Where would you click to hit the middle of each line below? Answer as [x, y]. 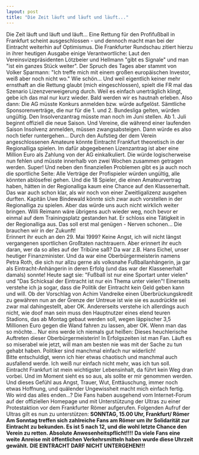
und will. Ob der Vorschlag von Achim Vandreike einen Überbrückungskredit [99, 294]
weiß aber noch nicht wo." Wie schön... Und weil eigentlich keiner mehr [94, 79]
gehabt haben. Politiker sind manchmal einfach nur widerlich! [81, 350]
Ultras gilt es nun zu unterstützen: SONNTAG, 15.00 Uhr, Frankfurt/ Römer [98, 414]
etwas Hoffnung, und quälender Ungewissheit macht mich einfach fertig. [95, 388]
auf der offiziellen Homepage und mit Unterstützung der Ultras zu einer [94, 401]
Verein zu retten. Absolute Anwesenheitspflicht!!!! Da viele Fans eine [93, 433]
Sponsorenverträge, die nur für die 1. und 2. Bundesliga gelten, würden [93, 110]
